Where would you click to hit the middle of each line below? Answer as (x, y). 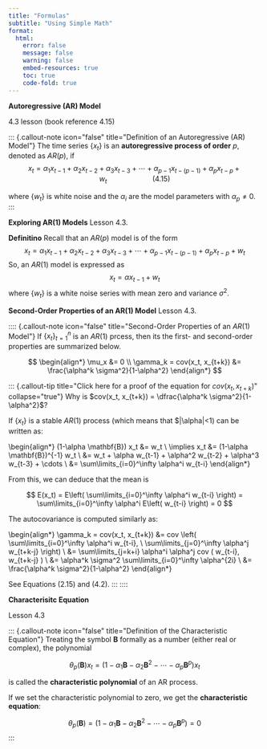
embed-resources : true (61, 68)
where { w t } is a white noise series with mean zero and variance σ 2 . (119, 293)
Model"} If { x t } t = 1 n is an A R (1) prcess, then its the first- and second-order (131, 336)
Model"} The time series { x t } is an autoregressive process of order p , (124, 147)
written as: (26, 431)
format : (21, 31)
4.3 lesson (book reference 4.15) (62, 121)
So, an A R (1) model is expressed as (67, 265)
